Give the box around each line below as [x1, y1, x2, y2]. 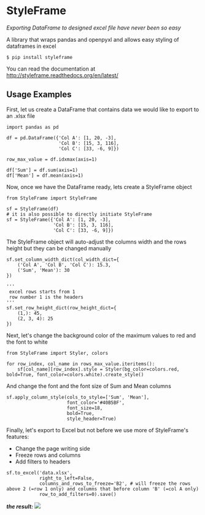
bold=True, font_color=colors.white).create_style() [6, 371, 144, 378]
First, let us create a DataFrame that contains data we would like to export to [6, 106, 199, 113]
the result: [6, 503, 34, 510]
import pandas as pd [6, 124, 60, 130]
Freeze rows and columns [15, 451, 81, 459]
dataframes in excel [6, 42, 56, 50]
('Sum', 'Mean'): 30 [17, 267, 70, 273]
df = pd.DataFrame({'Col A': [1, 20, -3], [6, 134, 117, 141]
